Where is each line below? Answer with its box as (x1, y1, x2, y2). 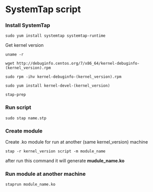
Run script (5, 104, 32, 111)
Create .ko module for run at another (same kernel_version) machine (5, 139, 148, 145)
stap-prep (5, 92, 26, 97)
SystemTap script (5, 4, 81, 15)
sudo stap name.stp (5, 116, 47, 121)
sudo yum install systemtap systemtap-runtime (5, 33, 106, 39)
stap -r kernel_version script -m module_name (5, 149, 106, 154)
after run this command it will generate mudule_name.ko (5, 158, 125, 164)
